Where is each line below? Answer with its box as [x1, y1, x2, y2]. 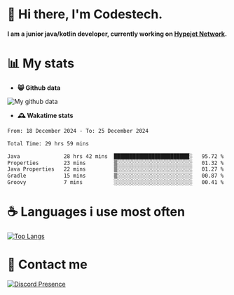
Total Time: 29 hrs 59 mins [7, 140, 90, 147]
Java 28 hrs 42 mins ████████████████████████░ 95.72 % [7, 152, 224, 160]
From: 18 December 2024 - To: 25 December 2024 [7, 127, 149, 134]
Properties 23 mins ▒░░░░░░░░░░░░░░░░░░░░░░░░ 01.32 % [7, 159, 224, 166]
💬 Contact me [7, 256, 88, 273]
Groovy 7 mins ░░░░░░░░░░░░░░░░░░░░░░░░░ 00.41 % [7, 179, 224, 186]
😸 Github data [17, 84, 61, 92]
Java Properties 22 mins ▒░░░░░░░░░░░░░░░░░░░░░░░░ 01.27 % [7, 166, 224, 173]
